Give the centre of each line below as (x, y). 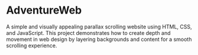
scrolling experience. (32, 46)
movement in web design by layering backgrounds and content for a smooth (99, 39)
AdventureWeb (44, 10)
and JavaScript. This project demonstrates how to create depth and (88, 33)
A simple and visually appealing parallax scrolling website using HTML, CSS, (99, 27)
